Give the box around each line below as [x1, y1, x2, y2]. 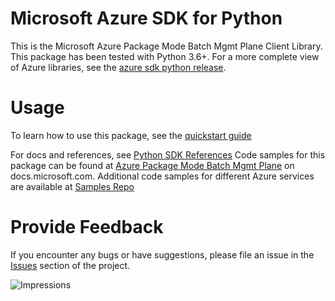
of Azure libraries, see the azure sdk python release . [10, 61, 227, 73]
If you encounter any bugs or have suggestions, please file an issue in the [10, 248, 315, 261]
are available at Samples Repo [10, 180, 135, 192]
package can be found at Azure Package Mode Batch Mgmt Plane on [10, 159, 295, 171]
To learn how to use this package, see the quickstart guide [10, 129, 252, 141]
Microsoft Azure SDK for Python [10, 7, 283, 30]
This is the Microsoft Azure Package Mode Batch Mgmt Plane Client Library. [10, 40, 323, 52]
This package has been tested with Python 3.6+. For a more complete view [10, 50, 320, 62]
